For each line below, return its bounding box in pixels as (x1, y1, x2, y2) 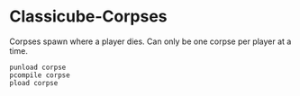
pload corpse (9, 78, 59, 87)
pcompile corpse (9, 70, 70, 80)
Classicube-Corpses (9, 6, 168, 27)
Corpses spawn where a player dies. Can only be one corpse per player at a (9, 36, 292, 47)
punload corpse (9, 63, 67, 72)
